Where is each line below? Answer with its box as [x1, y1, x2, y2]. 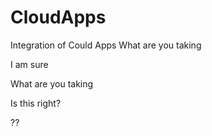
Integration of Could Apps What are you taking [10, 39, 202, 51]
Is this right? [10, 97, 62, 109]
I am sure [10, 58, 49, 70]
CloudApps [10, 6, 107, 29]
